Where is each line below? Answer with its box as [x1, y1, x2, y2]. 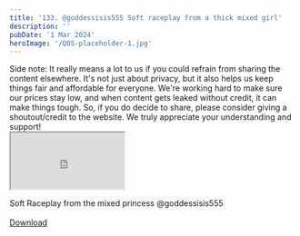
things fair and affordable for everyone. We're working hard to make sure [9, 83, 283, 93]
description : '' [9, 22, 71, 31]
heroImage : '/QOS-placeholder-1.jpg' [9, 38, 153, 48]
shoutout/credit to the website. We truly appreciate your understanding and [9, 112, 293, 123]
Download [9, 217, 48, 228]
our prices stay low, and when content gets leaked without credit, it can [9, 93, 277, 103]
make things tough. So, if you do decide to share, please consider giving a [9, 102, 288, 113]
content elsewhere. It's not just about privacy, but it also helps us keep [9, 74, 275, 84]
